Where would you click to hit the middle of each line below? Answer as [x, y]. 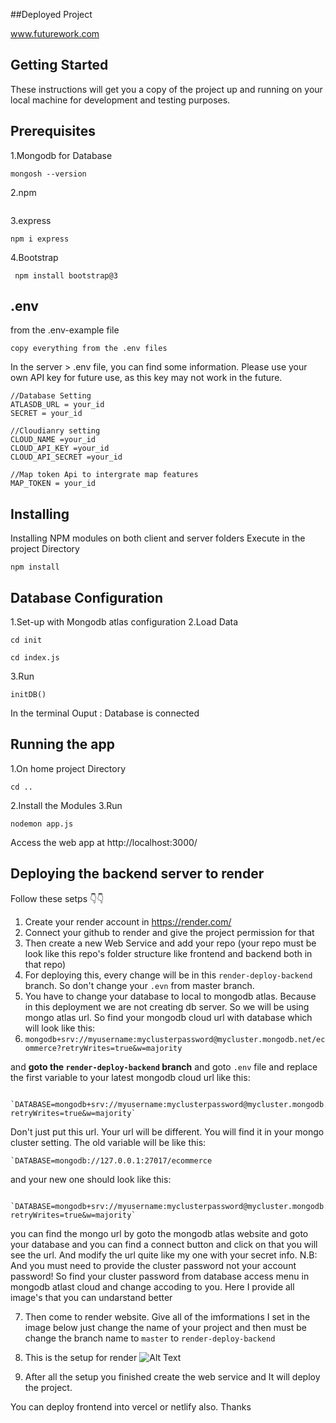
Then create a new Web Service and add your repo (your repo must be [170, 943]
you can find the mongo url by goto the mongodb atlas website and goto [159, 1233]
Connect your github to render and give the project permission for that [169, 932]
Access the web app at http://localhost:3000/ [104, 842]
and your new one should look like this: [91, 1179]
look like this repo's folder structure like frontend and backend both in [168, 953]
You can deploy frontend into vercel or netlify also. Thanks [131, 1406]
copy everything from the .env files [89, 349]
